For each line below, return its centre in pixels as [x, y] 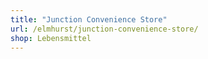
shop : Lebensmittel [51, 38]
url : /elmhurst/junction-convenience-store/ [104, 29]
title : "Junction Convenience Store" [89, 19]
